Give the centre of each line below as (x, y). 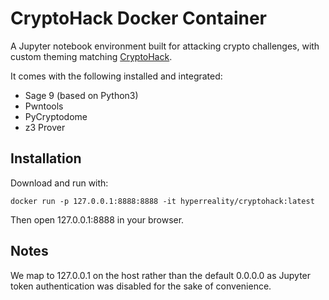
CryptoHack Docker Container (138, 18)
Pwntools (44, 106)
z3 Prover (45, 127)
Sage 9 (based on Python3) (81, 95)
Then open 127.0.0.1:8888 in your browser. (97, 219)
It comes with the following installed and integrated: (116, 76)
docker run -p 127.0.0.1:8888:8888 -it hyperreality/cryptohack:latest (162, 201)
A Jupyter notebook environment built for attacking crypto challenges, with (165, 46)
